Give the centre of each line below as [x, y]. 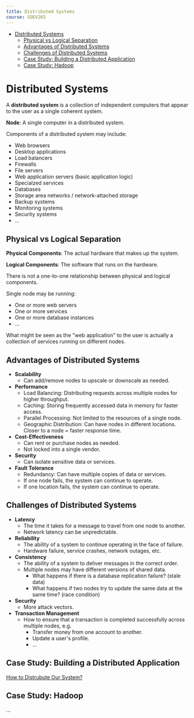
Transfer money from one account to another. [87, 632]
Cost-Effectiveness [39, 437]
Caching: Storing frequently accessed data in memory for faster [101, 405]
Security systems [36, 214]
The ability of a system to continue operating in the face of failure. [103, 544]
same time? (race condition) [66, 594]
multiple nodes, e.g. [47, 626]
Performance [31, 387]
